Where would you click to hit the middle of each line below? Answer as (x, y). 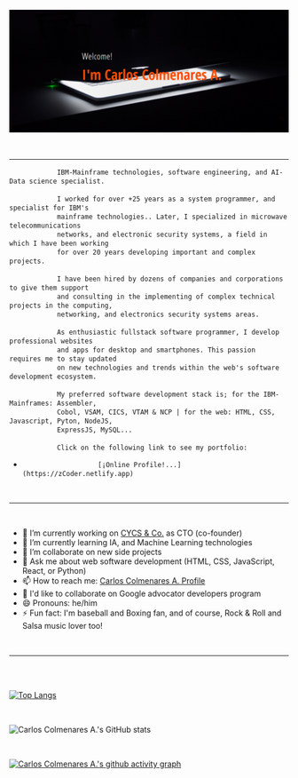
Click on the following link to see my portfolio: (152, 448)
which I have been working (59, 244)
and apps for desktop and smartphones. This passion (156, 350)
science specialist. (67, 182)
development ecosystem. (53, 377)
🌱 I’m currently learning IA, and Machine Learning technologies (137, 543)
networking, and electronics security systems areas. (158, 315)
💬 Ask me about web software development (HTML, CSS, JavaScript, (148, 561)
